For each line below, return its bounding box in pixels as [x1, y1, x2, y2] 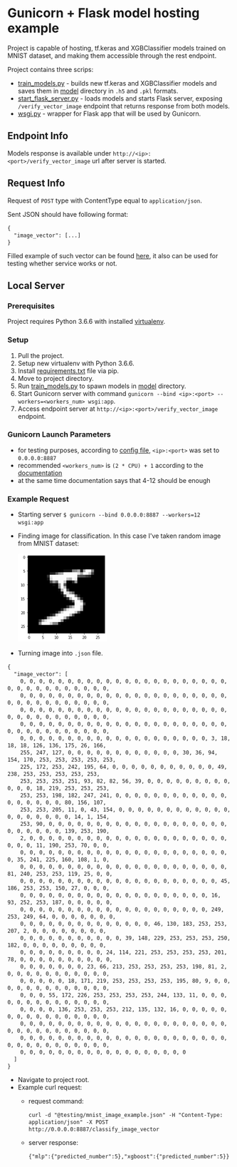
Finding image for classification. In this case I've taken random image [17, 531, 221, 540]
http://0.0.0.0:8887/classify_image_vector [28, 1126, 160, 1133]
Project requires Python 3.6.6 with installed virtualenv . [7, 317, 166, 326]
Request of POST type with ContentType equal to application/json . [7, 196, 203, 205]
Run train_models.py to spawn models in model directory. [17, 382, 186, 390]
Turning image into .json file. [17, 648, 103, 657]
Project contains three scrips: [7, 65, 94, 73]
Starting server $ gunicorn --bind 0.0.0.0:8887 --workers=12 [17, 510, 201, 519]
